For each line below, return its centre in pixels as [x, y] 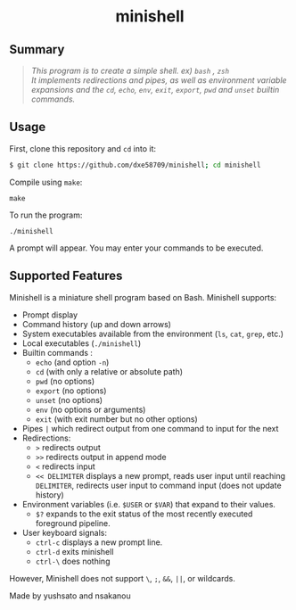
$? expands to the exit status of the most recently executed [144, 514]
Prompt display [50, 315]
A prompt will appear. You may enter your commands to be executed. [136, 248]
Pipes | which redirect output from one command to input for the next [150, 428]
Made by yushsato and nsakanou [70, 596]
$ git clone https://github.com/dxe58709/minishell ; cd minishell [135, 165]
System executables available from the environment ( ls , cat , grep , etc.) [152, 334]
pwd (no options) [65, 381]
